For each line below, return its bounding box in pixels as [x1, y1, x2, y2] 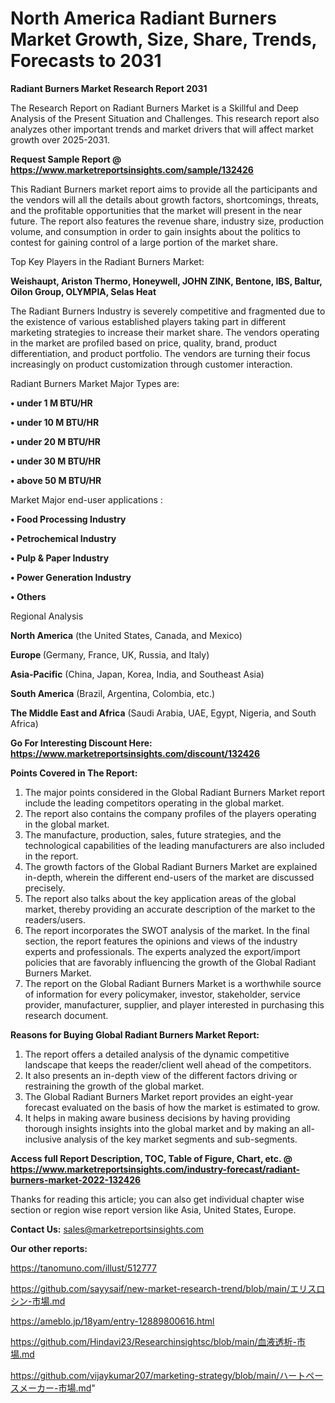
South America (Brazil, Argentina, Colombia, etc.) [10, 687, 216, 699]
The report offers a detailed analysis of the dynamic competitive [24, 1048, 290, 1060]
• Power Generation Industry [10, 571, 132, 583]
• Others [10, 590, 47, 602]
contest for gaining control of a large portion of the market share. [10, 236, 279, 248]
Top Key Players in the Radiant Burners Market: [10, 255, 205, 267]
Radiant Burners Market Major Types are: [10, 377, 180, 389]
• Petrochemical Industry [10, 532, 117, 544]
